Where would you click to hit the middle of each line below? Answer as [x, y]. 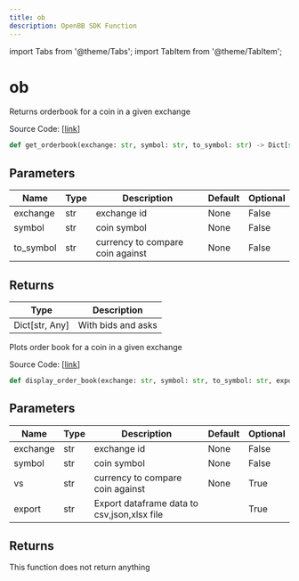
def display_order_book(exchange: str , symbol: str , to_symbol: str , [141, 381]
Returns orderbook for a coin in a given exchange [100, 111]
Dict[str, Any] [41, 324]
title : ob [28, 17]
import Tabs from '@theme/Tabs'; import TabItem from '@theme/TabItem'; [146, 51]
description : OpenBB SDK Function [73, 26]
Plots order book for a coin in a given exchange [96, 347]
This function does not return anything [80, 568]
